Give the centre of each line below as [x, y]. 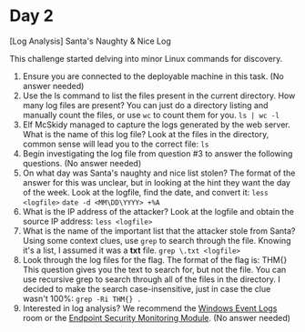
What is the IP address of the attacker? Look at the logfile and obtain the [158, 211]
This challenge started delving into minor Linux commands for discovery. [146, 58]
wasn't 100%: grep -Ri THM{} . [82, 298]
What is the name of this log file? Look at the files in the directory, [146, 134]
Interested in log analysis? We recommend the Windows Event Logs [150, 308]
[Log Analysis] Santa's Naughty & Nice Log [90, 41]
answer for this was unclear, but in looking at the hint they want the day [157, 182]
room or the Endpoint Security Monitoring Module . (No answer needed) [157, 317]
